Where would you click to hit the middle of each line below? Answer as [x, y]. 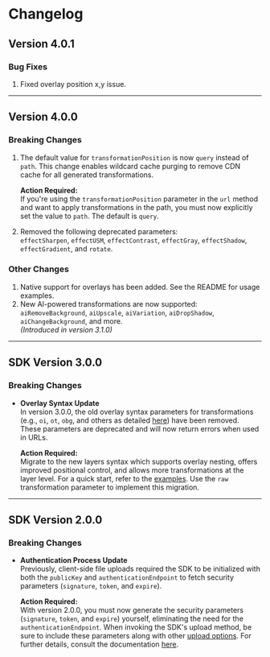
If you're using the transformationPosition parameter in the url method [139, 199]
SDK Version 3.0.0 [55, 363]
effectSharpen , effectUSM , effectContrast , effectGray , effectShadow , [133, 240]
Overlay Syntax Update [59, 403]
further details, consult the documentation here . [99, 644]
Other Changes [39, 269]
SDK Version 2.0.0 [55, 520]
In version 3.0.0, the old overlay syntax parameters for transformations [137, 411]
